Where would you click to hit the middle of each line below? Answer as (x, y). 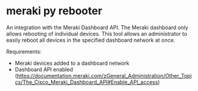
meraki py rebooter (54, 11)
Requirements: (24, 51)
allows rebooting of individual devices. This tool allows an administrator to (97, 33)
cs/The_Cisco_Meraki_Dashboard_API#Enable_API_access (87, 82)
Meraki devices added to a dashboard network (72, 63)
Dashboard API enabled (44, 69)
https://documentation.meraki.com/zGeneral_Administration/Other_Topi (104, 76)
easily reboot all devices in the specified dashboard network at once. (91, 40)
